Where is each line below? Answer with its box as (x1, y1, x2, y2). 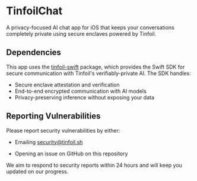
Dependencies (6, 48, 61, 58)
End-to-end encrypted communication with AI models (14, 88, 147, 95)
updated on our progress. (6, 168, 69, 175)
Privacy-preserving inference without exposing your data (14, 93, 155, 101)
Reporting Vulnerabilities (6, 111, 101, 121)
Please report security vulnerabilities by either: (6, 127, 120, 134)
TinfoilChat (6, 4, 63, 18)
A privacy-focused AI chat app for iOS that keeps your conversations (6, 24, 175, 31)
